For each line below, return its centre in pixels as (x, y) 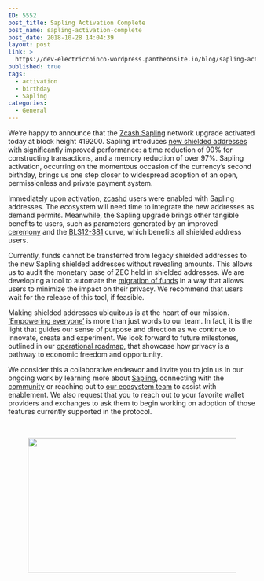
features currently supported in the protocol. (80, 411)
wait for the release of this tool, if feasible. (76, 297)
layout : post (29, 45)
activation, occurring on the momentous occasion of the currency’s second (130, 167)
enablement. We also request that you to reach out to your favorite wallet (126, 395)
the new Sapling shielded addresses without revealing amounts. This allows (130, 264)
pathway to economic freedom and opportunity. (86, 354)
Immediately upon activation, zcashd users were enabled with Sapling (121, 198)
